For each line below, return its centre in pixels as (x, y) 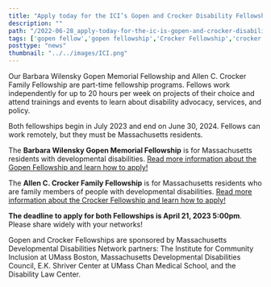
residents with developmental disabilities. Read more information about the (132, 159)
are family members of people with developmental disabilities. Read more (130, 191)
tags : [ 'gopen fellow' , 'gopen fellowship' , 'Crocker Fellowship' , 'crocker (135, 38)
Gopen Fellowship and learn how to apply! (78, 167)
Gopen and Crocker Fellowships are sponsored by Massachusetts (118, 240)
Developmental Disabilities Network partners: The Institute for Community (131, 248)
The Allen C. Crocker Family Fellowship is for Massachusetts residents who (135, 183)
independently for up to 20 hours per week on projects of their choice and (132, 93)
